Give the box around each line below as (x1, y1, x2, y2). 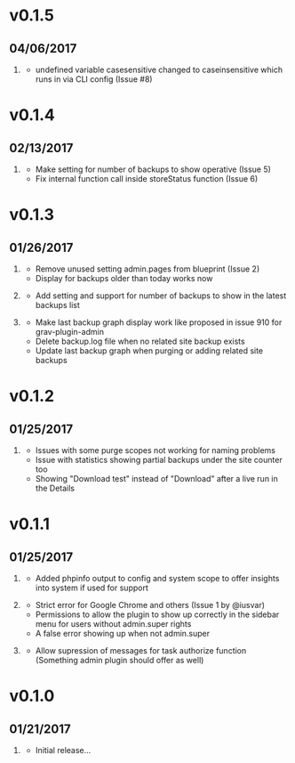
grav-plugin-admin (35, 327, 105, 337)
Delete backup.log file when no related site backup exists (35, 336, 246, 346)
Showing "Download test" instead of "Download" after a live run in (35, 474, 278, 483)
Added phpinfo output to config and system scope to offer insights (35, 573, 280, 583)
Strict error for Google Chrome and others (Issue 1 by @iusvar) (35, 600, 265, 610)
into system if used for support (35, 582, 148, 593)
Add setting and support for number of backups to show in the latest (35, 290, 287, 301)
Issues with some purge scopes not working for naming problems (35, 445, 275, 455)
